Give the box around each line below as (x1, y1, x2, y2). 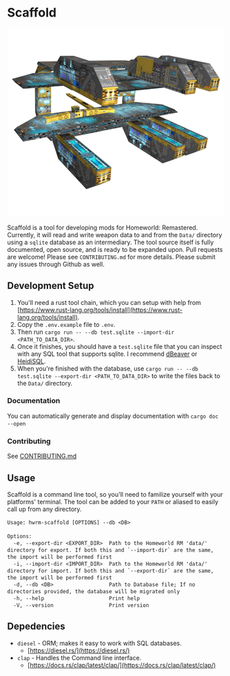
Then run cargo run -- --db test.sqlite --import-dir (17, 328, 174, 336)
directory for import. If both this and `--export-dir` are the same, (7, 567, 214, 574)
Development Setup (7, 280, 94, 292)
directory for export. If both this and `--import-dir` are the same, (7, 546, 214, 553)
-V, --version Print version (13, 602, 149, 608)
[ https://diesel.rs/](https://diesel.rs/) (27, 646, 130, 655)
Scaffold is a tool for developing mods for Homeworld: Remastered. (7, 223, 198, 232)
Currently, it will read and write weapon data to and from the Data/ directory (7, 230, 222, 239)
